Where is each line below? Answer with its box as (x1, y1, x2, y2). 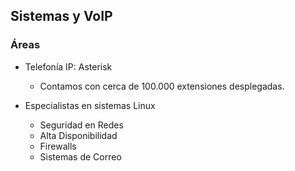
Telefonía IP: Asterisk (24, 60, 113, 73)
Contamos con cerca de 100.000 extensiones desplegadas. (39, 80, 285, 92)
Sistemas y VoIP (10, 8, 113, 25)
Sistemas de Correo (39, 150, 122, 163)
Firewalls (39, 140, 77, 152)
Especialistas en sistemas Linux (24, 99, 156, 111)
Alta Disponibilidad (39, 129, 118, 141)
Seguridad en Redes (39, 119, 124, 131)
